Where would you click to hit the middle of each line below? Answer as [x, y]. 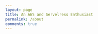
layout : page [19, 10]
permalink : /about [24, 19]
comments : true [21, 24]
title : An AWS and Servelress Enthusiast [49, 14]
